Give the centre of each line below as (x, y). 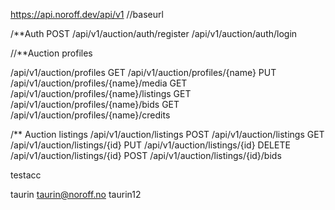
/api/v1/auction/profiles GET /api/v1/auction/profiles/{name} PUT (143, 72)
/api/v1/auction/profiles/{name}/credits (90, 115)
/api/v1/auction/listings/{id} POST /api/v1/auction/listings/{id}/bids (146, 155)
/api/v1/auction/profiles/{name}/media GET (99, 83)
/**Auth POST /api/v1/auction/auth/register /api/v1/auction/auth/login (154, 33)
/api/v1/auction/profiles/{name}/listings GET (101, 93)
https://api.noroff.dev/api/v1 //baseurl (87, 14)
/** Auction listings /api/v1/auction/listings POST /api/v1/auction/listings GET (167, 134)
